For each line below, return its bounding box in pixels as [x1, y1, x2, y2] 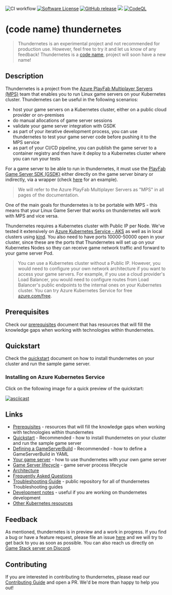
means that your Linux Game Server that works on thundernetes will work [5, 207, 161, 213]
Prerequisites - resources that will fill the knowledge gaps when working [12, 424, 165, 430]
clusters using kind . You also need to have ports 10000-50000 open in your [5, 233, 165, 240]
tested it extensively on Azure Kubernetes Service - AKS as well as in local [5, 228, 163, 234]
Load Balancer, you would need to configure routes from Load [17, 276, 149, 282]
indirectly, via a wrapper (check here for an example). [5, 176, 118, 183]
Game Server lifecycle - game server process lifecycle [12, 462, 128, 468]
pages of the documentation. [17, 192, 79, 198]
